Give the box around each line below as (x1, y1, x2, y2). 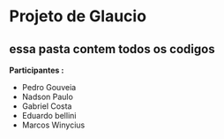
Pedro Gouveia (21, 82, 77, 92)
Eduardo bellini (21, 111, 77, 120)
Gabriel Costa (21, 101, 72, 112)
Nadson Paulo (21, 91, 73, 102)
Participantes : (9, 65, 64, 75)
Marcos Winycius (21, 120, 86, 130)
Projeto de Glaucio (9, 6, 147, 27)
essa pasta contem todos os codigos (9, 42, 215, 57)
